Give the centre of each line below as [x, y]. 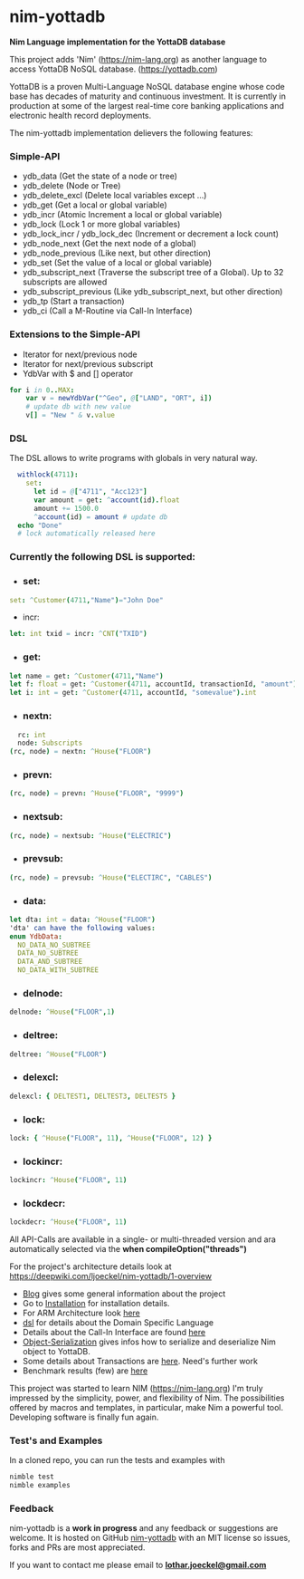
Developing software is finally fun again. [84, 1417]
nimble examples [40, 1486]
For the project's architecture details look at [90, 1266]
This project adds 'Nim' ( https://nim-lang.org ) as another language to [138, 59]
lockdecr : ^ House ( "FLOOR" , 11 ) [68, 1222]
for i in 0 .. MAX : [42, 390]
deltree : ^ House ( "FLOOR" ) [58, 1054]
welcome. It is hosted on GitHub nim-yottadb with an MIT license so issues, [150, 1538]
